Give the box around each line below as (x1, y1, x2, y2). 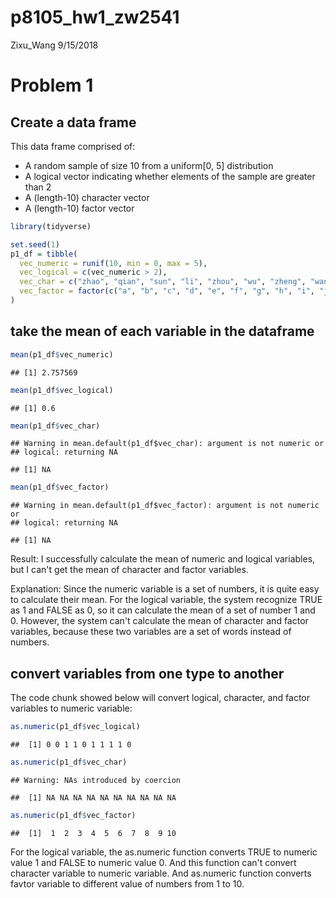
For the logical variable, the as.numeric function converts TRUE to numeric (10, 846, 318, 858)
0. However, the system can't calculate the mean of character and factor (10, 615, 309, 627)
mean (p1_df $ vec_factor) (10, 482, 110, 493)
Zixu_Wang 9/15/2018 (10, 39, 99, 51)
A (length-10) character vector (24, 191, 150, 203)
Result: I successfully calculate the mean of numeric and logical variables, (10, 553, 316, 565)
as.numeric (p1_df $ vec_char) (10, 757, 128, 767)
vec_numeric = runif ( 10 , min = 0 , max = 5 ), (19, 258, 208, 268)
